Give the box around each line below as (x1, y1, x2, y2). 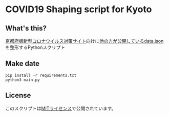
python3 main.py (5, 77, 40, 82)
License (5, 91, 31, 100)
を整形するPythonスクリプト (5, 44, 66, 50)
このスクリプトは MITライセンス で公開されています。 (5, 105, 116, 111)
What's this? (5, 24, 47, 33)
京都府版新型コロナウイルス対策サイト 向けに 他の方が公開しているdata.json (5, 38, 164, 44)
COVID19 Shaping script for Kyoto (5, 4, 152, 15)
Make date (5, 60, 40, 68)
